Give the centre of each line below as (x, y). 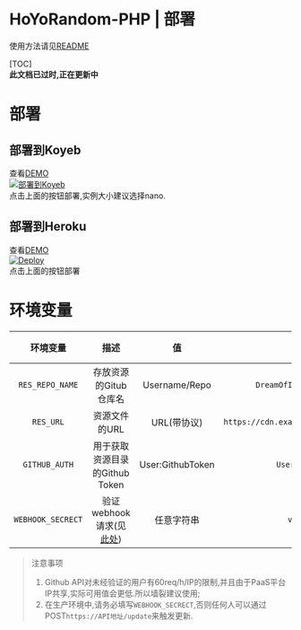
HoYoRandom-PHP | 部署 (102, 19)
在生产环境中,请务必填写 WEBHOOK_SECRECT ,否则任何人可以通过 (155, 604)
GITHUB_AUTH (48, 464)
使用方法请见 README (49, 46)
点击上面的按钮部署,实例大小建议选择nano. (87, 196)
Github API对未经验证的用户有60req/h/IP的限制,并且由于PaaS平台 (165, 582)
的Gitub (111, 385)
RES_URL (48, 422)
